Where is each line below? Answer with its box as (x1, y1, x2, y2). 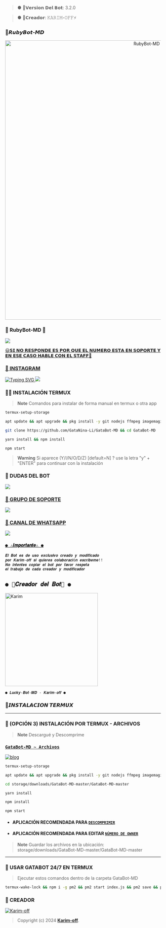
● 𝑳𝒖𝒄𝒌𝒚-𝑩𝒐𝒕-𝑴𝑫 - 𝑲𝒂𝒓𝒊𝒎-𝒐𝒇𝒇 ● (5, 690, 66, 695)
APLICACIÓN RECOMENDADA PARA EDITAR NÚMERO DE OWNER (12, 831, 138, 837)
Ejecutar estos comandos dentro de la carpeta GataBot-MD (17, 875, 138, 881)
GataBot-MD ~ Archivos (5, 744, 60, 750)
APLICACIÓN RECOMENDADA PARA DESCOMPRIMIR (12, 819, 115, 825)
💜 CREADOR (5, 897, 35, 904)
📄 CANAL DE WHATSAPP (5, 519, 66, 526)
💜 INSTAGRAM (5, 365, 41, 372)
